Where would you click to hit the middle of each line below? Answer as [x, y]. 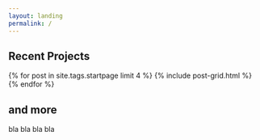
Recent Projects [49, 56]
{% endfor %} [31, 84]
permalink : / [30, 23]
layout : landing [36, 16]
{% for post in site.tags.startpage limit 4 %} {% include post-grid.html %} [130, 76]
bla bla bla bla [31, 129]
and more [33, 110]
